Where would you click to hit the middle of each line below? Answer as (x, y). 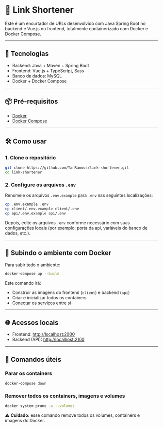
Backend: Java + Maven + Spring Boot (50, 65)
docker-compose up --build (32, 273)
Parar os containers (29, 373)
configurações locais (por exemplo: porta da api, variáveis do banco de (76, 228)
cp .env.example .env (27, 204)
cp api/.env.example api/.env (36, 214)
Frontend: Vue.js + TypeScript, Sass (48, 71)
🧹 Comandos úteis (33, 360)
